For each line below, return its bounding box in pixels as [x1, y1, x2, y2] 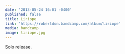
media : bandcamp [5, 26, 39, 31]
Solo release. [5, 44, 32, 50]
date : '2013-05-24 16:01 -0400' [5, 7, 72, 12]
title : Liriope [5, 16, 37, 21]
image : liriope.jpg [5, 30, 46, 35]
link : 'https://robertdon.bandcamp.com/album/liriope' [5, 21, 121, 26]
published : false [5, 12, 41, 17]
